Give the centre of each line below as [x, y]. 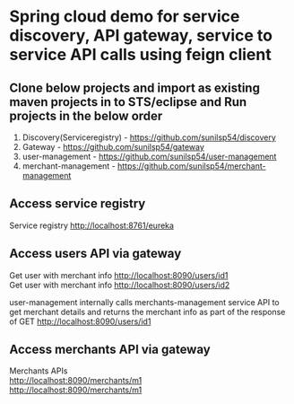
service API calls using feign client [140, 55]
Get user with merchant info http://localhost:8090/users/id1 [119, 275]
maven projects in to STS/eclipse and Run [128, 102]
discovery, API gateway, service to [141, 35]
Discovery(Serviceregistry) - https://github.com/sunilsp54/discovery [149, 137]
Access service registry [78, 204]
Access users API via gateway [95, 254]
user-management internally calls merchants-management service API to [144, 302]
